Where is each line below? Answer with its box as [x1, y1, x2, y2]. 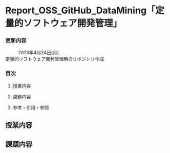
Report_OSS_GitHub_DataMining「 [5, 5, 156, 16]
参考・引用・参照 [12, 104, 49, 111]
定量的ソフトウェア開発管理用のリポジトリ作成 [5, 56, 104, 62]
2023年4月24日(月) [18, 50, 59, 56]
